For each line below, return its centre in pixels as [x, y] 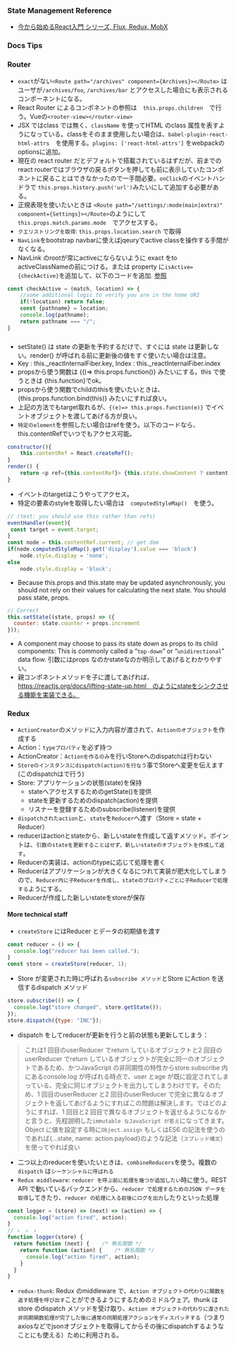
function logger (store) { [45, 1237]
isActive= [179, 267]
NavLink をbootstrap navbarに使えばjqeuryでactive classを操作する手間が [123, 240]
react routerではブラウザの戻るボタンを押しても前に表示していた [111, 169]
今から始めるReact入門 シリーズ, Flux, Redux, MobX [93, 27]
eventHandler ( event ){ [39, 523]
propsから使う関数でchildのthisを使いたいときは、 [91, 389]
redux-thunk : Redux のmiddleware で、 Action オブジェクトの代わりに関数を [121, 1291]
